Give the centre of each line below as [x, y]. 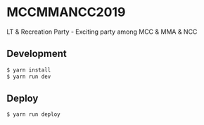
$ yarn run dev [29, 77]
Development [37, 54]
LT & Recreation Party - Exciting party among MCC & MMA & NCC [102, 32]
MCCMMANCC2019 [66, 12]
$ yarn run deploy [33, 114]
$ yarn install [29, 70]
